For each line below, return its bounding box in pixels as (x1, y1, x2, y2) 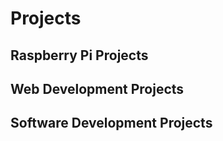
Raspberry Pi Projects (10, 47, 149, 64)
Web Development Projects (10, 80, 185, 97)
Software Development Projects (10, 115, 213, 132)
